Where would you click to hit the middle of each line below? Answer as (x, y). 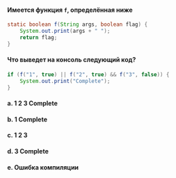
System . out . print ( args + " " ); (65, 31)
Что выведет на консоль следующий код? (72, 60)
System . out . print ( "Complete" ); (65, 81)
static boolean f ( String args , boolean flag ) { (78, 24)
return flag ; (39, 37)
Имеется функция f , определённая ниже (70, 10)
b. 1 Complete (27, 119)
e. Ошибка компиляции (43, 167)
